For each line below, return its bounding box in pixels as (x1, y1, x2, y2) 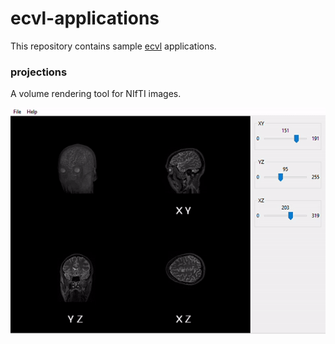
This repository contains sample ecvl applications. (10, 40, 217, 52)
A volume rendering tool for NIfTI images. (10, 88, 182, 100)
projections (10, 65, 68, 79)
